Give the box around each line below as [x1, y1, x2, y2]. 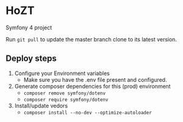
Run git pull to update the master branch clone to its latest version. [5, 35, 178, 43]
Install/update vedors [14, 102, 68, 109]
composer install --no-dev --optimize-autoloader [23, 109, 153, 116]
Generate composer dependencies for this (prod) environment [14, 82, 171, 90]
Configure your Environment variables [14, 70, 110, 77]
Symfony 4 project [5, 24, 52, 31]
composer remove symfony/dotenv [23, 90, 106, 96]
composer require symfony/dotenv [23, 96, 109, 102]
